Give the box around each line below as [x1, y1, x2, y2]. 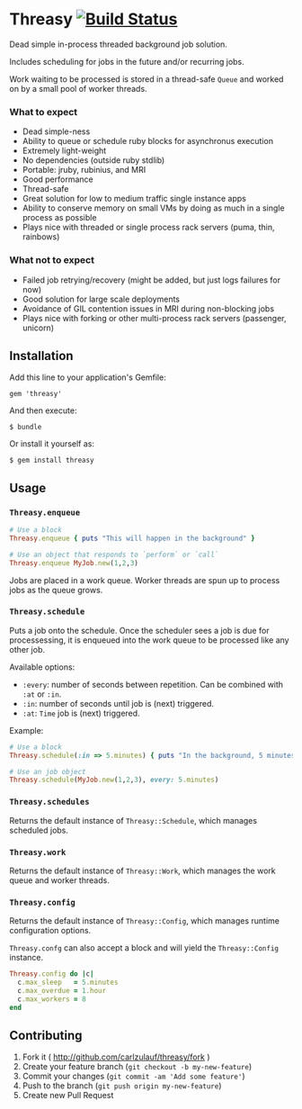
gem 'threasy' [9, 390, 63, 399]
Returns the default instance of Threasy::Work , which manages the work [9, 865, 276, 876]
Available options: [9, 662, 75, 672]
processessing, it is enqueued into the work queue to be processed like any [9, 635, 289, 645]
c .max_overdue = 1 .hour [17, 986, 106, 995]
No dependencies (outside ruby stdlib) [22, 155, 165, 166]
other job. [9, 644, 46, 654]
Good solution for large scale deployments [22, 293, 181, 304]
